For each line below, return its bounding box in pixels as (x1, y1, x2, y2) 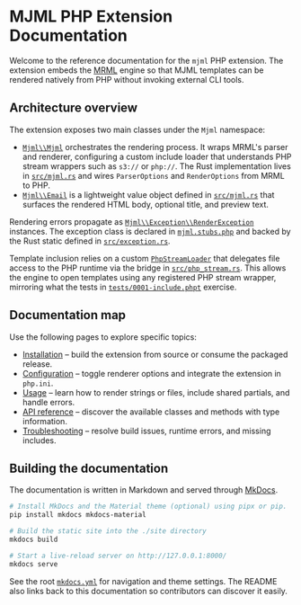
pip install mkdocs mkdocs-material (9, 511, 146, 520)
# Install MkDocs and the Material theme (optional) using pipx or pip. (9, 502, 288, 512)
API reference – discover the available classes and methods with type (22, 406, 280, 417)
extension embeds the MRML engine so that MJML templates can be (9, 65, 264, 76)
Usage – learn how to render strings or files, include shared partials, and (22, 387, 290, 397)
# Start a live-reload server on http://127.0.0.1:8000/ (9, 551, 227, 560)
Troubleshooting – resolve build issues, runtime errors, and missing (22, 425, 271, 436)
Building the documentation (9, 460, 169, 476)
